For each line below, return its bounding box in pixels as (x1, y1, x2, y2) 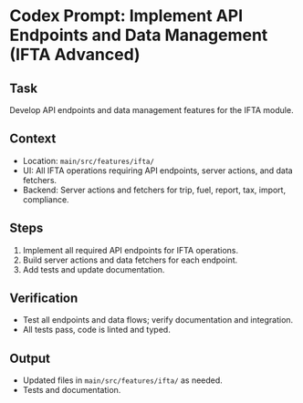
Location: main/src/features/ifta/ (22, 155, 155, 166)
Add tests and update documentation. (22, 263, 165, 274)
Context (9, 131, 57, 147)
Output (9, 350, 50, 366)
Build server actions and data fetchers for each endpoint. (22, 254, 238, 265)
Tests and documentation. (22, 385, 121, 396)
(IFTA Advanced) (9, 45, 141, 65)
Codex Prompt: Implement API (9, 5, 244, 26)
